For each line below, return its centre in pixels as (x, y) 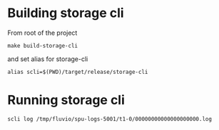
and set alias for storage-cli (48, 59)
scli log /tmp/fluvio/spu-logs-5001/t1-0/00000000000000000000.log (110, 119)
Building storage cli (66, 13)
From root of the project (42, 33)
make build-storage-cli (43, 45)
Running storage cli (66, 100)
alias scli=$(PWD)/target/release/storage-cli (78, 72)
